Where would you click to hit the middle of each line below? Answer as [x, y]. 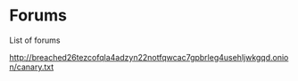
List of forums [35, 40]
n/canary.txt [32, 67]
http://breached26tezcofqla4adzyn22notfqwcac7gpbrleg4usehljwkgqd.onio [149, 57]
